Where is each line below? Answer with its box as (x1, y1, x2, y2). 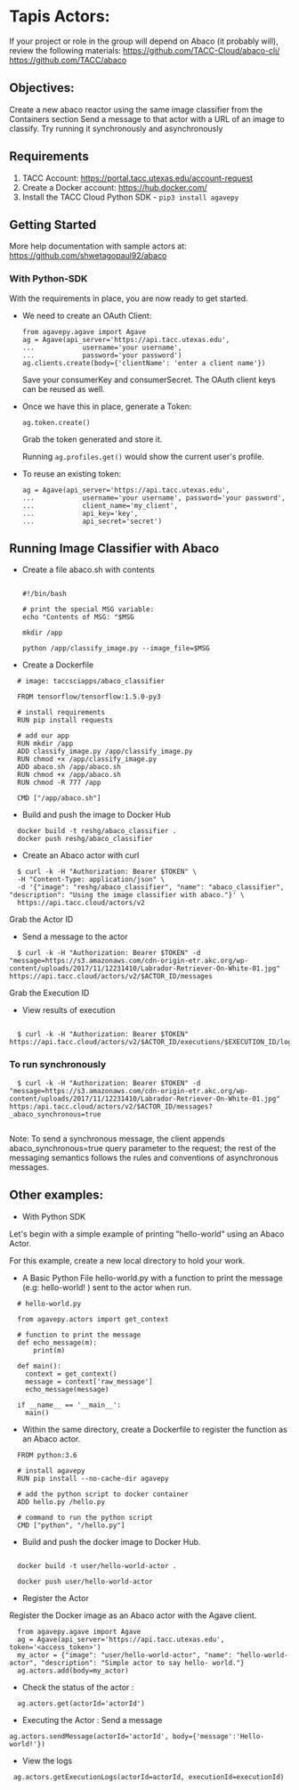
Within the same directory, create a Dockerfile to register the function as (21, 1424, 287, 1434)
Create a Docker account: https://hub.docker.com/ (21, 182, 207, 192)
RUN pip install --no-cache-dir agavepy (17, 1474, 169, 1483)
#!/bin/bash (21, 590, 67, 599)
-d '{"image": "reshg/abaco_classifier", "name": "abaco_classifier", (17, 883, 285, 892)
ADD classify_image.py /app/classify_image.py (17, 747, 193, 756)
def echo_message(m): (17, 1338, 98, 1347)
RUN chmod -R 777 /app (17, 778, 101, 788)
